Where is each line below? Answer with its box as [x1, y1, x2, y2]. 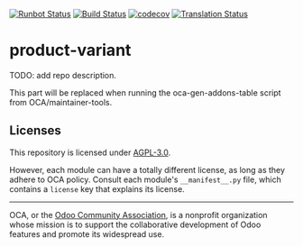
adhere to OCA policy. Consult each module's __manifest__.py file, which [9, 174, 281, 185]
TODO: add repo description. [9, 69, 117, 80]
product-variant [9, 41, 132, 60]
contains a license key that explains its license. [9, 183, 185, 194]
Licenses [9, 123, 61, 139]
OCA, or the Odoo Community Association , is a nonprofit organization [9, 209, 268, 220]
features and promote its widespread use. [9, 228, 165, 239]
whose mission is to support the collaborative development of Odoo [9, 219, 262, 230]
